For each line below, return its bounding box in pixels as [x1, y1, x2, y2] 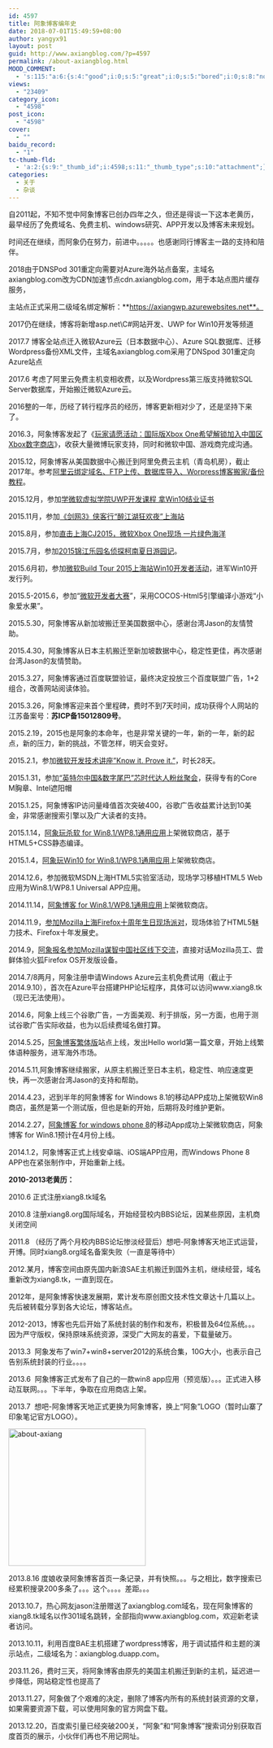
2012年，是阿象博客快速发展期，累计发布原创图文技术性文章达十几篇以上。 [8, 1291, 260, 1301]
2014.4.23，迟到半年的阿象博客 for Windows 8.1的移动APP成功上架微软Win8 [8, 1092, 264, 1102]
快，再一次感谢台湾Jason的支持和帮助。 [8, 1075, 143, 1085]
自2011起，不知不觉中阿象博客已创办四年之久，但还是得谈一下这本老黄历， [8, 209, 258, 219]
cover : [8, 125, 31, 133]
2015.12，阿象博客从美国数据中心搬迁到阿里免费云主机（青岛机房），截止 [8, 457, 250, 466]
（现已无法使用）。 [8, 992, 69, 1002]
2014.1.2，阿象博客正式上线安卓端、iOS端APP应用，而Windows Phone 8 [8, 1147, 250, 1156]
